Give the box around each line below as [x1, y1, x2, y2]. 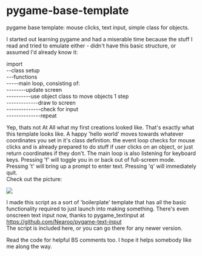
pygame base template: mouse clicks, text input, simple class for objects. [6, 24, 189, 31]
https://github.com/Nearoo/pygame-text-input [6, 218, 122, 225]
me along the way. [6, 243, 53, 250]
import [6, 60, 23, 67]
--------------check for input [6, 105, 79, 112]
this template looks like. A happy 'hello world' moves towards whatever [6, 130, 184, 137]
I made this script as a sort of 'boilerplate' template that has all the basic [6, 198, 187, 206]
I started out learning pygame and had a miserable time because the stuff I [6, 35, 193, 43]
